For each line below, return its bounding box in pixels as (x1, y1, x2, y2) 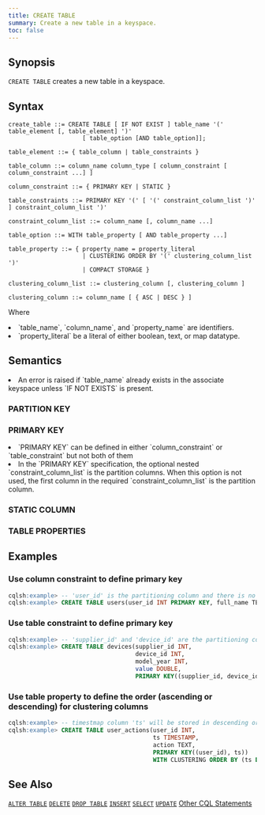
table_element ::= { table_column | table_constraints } (8, 148, 200, 156)
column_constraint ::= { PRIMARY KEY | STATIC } (8, 183, 171, 191)
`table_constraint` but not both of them (8, 451, 134, 461)
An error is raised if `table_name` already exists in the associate (18, 375, 225, 385)
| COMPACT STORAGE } (82, 266, 150, 274)
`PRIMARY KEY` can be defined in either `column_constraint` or (18, 442, 223, 452)
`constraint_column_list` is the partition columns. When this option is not (8, 468, 242, 477)
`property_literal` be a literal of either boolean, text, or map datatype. (18, 332, 241, 340)
